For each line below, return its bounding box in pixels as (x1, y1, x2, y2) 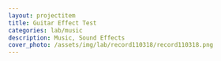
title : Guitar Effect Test (8, 19, 97, 27)
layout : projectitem (8, 11, 77, 20)
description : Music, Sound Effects (8, 33, 125, 42)
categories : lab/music (8, 26, 83, 34)
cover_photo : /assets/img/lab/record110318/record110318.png (8, 41, 214, 49)
